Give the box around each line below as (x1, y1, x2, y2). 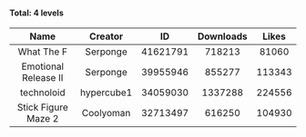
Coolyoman (81, 107, 131, 120)
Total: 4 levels (9, 7, 64, 18)
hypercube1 (80, 86, 133, 99)
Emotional (21, 60, 65, 73)
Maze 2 (26, 113, 59, 125)
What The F (17, 45, 68, 58)
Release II (21, 72, 64, 84)
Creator (89, 30, 124, 43)
